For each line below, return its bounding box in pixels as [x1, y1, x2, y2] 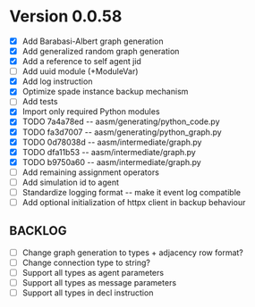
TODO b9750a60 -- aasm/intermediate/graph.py [21, 156, 201, 167]
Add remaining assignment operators [21, 167, 159, 178]
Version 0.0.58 [9, 6, 123, 27]
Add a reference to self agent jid [21, 56, 141, 67]
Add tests [21, 96, 58, 107]
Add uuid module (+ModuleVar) [21, 66, 139, 77]
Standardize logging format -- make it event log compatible [21, 187, 242, 197]
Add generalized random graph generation [21, 46, 180, 56]
